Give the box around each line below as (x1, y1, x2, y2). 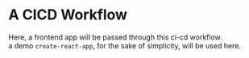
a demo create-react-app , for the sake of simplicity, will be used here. (8, 40, 242, 50)
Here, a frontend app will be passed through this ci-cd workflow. (8, 32, 223, 42)
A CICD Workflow (8, 6, 127, 24)
